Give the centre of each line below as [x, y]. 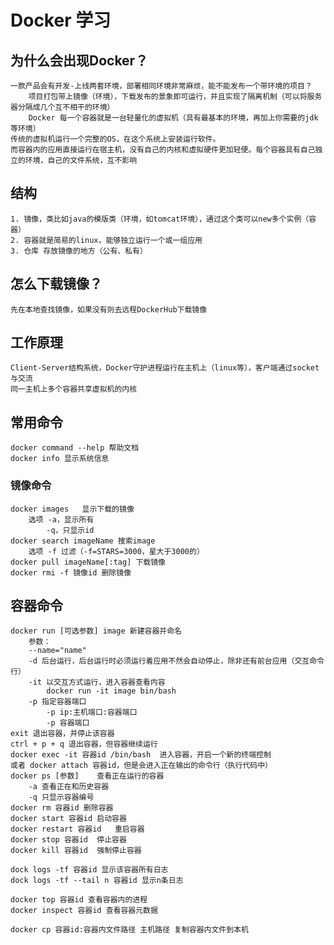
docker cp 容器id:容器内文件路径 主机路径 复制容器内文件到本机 [129, 930]
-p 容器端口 [68, 723]
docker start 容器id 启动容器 [68, 819]
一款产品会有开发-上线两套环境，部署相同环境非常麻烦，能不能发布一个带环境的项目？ [161, 86]
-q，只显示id [70, 530]
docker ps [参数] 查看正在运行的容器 [87, 776]
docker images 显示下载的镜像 [72, 509]
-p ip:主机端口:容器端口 [92, 712]
